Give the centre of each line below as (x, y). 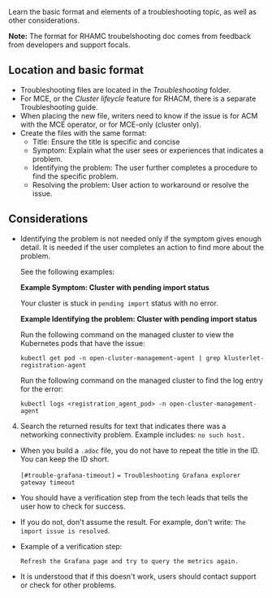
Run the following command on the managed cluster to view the (127, 334)
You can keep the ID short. (65, 459)
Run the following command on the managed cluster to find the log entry (142, 380)
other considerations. (44, 20)
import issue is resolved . (65, 531)
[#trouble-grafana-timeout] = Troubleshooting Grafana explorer (130, 475)
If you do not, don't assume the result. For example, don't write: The (133, 522)
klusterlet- (244, 358)
